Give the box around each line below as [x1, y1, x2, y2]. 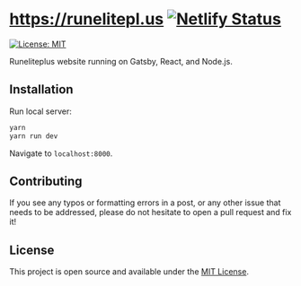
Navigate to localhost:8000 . [9, 148, 113, 159]
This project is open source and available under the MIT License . [9, 266, 250, 277]
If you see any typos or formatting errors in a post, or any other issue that [9, 197, 281, 208]
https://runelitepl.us [9, 9, 164, 30]
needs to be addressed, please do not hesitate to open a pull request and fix [9, 207, 292, 218]
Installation [9, 82, 74, 98]
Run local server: [9, 106, 72, 117]
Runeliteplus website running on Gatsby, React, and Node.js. [9, 56, 234, 66]
